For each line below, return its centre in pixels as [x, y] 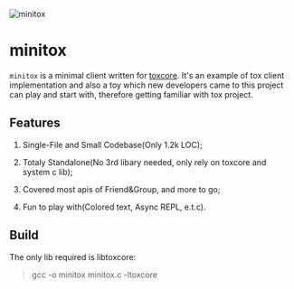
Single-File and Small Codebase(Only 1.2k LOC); [113, 144]
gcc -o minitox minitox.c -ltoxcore [95, 275]
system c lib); [47, 172]
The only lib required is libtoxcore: [73, 256]
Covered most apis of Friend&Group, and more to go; [121, 189]
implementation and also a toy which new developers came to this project [147, 85]
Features [35, 123]
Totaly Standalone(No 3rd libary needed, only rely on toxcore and [144, 162]
